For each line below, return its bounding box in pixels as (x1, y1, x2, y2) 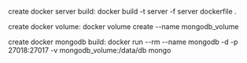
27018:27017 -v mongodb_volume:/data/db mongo (8, 46, 171, 54)
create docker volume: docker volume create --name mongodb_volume (8, 22, 239, 31)
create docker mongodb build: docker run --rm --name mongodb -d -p (8, 37, 238, 46)
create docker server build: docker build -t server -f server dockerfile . (8, 7, 238, 16)
